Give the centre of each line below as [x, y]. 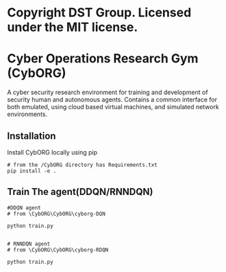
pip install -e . [32, 171]
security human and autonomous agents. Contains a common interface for [112, 100]
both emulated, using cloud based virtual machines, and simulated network [113, 107]
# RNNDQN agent [29, 244]
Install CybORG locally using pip [52, 152]
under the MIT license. [73, 27]
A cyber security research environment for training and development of [108, 92]
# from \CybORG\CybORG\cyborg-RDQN [58, 250]
